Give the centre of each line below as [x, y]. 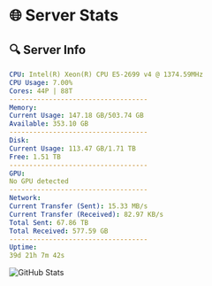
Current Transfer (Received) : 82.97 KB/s [87, 214]
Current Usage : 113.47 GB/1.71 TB [73, 148]
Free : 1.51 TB [35, 157]
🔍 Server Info [48, 50]
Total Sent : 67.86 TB [49, 222]
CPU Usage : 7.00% [41, 82]
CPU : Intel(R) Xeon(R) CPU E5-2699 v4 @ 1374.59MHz [106, 74]
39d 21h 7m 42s [37, 256]
